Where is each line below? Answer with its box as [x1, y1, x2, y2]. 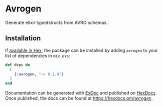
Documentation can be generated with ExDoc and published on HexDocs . [5, 90, 157, 96]
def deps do [5, 62, 30, 67]
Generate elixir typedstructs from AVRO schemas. [5, 19, 108, 25]
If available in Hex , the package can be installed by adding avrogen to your [5, 47, 158, 53]
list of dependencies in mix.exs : [5, 52, 70, 58]
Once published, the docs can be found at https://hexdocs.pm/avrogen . [5, 95, 153, 101]
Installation [5, 34, 41, 42]
